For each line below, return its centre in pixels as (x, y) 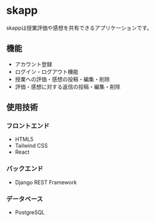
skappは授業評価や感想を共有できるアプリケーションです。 (79, 28)
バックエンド (25, 169)
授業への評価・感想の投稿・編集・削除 (62, 79)
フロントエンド (28, 126)
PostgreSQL (30, 212)
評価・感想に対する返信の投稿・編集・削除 (68, 86)
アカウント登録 (33, 64)
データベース (25, 199)
